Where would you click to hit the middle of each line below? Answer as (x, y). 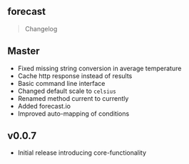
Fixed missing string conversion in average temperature (99, 68)
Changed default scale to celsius (67, 91)
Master (24, 51)
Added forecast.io (44, 106)
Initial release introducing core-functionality (82, 153)
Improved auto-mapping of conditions (73, 114)
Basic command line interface (61, 83)
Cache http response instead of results (75, 76)
